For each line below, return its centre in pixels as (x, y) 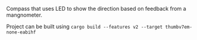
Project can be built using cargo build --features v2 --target (84, 27)
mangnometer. (24, 15)
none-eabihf (21, 32)
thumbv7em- (179, 27)
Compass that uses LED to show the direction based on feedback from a (96, 9)
